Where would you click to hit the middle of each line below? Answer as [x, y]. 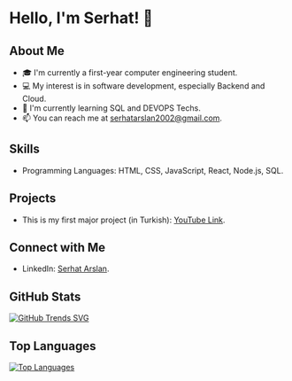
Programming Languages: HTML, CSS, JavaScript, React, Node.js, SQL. [153, 170]
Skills [24, 149]
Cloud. [34, 98]
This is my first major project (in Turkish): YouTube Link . [123, 220]
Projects [33, 198]
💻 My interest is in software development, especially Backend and [143, 86]
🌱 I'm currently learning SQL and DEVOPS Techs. [111, 108]
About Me [37, 51]
